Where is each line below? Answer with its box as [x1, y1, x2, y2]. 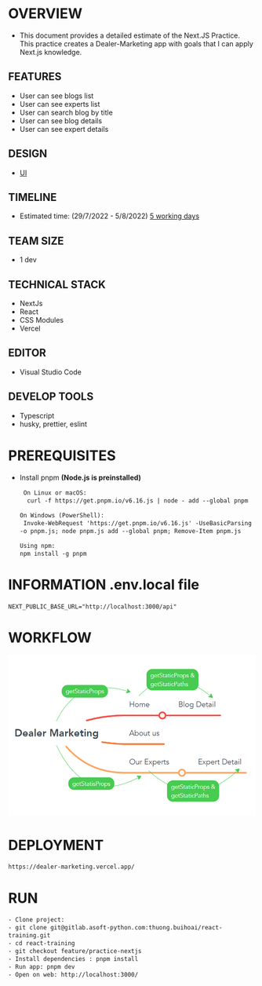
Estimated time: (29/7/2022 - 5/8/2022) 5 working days [19, 211, 200, 221]
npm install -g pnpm [19, 550, 87, 557]
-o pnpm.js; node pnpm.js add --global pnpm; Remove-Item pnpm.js [19, 527, 242, 535]
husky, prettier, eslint [19, 419, 88, 429]
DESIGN [8, 147, 48, 161]
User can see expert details [19, 124, 109, 133]
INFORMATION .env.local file [8, 575, 200, 593]
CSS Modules [19, 316, 64, 324]
